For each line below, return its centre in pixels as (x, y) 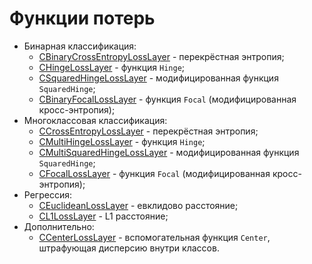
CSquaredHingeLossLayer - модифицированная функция (158, 78)
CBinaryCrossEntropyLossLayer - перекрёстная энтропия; (161, 56)
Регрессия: (47, 194)
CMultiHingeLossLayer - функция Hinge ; (122, 141)
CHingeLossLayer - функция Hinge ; (112, 67)
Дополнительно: (59, 226)
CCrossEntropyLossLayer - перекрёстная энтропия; (148, 131)
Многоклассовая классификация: (95, 120)
